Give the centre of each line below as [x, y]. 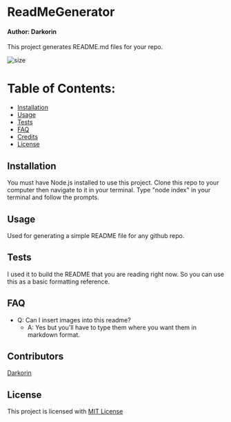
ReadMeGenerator [61, 12]
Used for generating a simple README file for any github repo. [96, 235]
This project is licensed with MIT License [65, 412]
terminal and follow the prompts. [53, 197]
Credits [28, 137]
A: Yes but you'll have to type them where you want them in [112, 327]
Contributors [36, 356]
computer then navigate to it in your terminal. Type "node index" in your [109, 190]
